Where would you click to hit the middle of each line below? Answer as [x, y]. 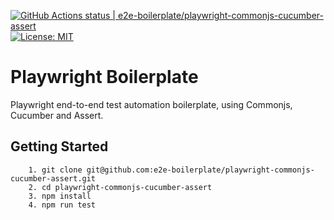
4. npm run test [62, 205]
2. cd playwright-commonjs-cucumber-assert [120, 187]
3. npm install [60, 196]
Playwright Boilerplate [104, 77]
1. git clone [55, 170]
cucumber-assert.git [53, 178]
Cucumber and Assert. [57, 115]
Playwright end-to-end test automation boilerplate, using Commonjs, [151, 104]
